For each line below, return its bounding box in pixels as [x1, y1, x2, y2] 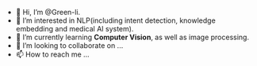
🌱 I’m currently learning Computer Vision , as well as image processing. [15, 32, 250, 42]
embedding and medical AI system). [15, 24, 134, 33]
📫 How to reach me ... [15, 49, 90, 59]
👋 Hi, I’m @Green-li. [15, 8, 81, 16]
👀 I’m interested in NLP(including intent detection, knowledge [15, 16, 216, 25]
